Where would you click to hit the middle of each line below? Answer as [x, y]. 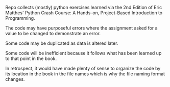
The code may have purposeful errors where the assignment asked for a [81, 28]
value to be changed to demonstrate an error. [53, 33]
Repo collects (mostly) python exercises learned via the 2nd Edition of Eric [84, 7]
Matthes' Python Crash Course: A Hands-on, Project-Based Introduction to [84, 13]
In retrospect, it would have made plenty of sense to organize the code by [83, 68]
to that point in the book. [31, 59]
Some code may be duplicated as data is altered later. [62, 43]
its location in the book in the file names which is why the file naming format [85, 74]
